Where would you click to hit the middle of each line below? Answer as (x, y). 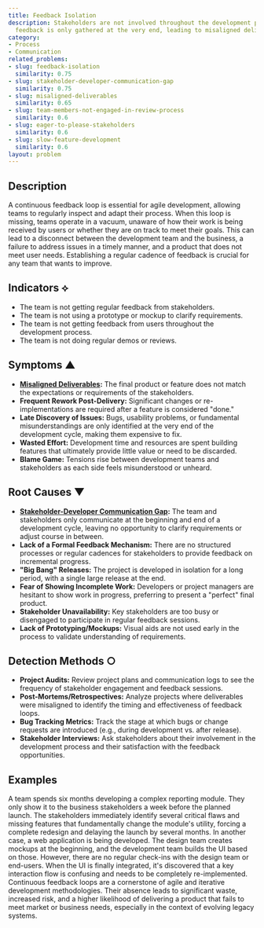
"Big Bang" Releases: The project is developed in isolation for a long (131, 570)
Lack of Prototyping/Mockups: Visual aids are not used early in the (129, 628)
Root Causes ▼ (46, 492)
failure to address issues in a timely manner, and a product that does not (125, 247)
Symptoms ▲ (42, 365)
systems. (23, 915)
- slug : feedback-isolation (54, 67)
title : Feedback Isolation (52, 15)
